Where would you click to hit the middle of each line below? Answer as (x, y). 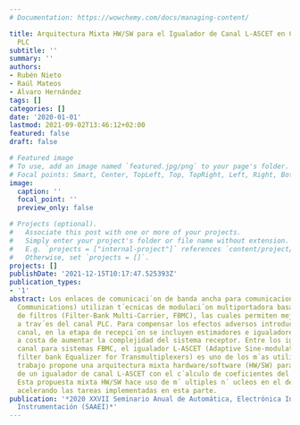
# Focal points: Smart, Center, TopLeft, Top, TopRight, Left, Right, (143, 174)
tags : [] (25, 100)
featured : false (39, 134)
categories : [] (37, 108)
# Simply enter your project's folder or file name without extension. (150, 241)
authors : (25, 67)
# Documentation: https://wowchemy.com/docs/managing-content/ (129, 17)
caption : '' (40, 191)
